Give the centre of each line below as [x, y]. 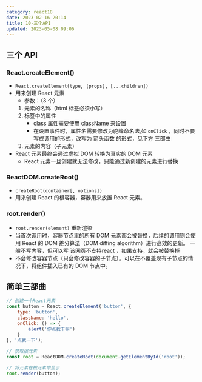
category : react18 [29, 12]
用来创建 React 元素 [40, 93]
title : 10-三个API [29, 23]
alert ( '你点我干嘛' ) [52, 329]
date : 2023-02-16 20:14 [36, 18]
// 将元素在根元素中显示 [33, 368]
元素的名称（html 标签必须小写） [65, 108]
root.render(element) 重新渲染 [54, 227]
